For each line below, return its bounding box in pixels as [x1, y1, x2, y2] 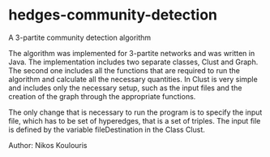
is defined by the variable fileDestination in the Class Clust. [8, 124, 205, 134]
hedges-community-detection [8, 6, 217, 24]
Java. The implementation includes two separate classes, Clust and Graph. [8, 57, 259, 67]
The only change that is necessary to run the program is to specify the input [8, 107, 263, 117]
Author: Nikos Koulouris [8, 140, 88, 150]
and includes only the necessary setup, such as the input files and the [8, 83, 242, 93]
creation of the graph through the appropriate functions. [8, 91, 196, 101]
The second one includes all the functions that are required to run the [8, 65, 241, 75]
